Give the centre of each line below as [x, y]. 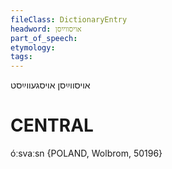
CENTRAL [52, 125]
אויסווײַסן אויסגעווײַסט [50, 85]
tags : [21, 57]
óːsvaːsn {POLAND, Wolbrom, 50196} [86, 153]
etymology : [33, 47]
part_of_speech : [44, 38]
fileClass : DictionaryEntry [69, 19]
